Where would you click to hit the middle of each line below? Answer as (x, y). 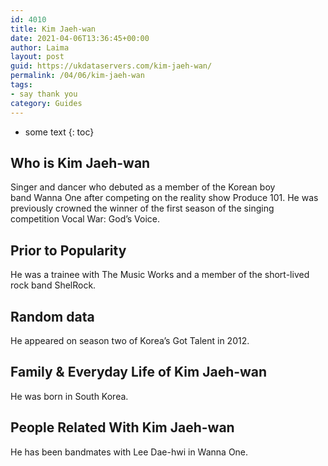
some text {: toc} (59, 132)
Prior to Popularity (68, 250)
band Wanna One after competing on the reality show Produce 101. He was (164, 198)
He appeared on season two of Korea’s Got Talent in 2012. (130, 340)
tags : (21, 85)
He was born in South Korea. (69, 396)
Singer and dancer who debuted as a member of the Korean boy (143, 187)
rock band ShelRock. (53, 285)
